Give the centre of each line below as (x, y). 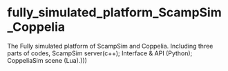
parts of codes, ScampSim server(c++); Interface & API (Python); (100, 53)
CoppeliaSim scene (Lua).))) (47, 60)
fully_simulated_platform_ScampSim (115, 13)
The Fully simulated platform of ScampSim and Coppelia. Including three (110, 46)
